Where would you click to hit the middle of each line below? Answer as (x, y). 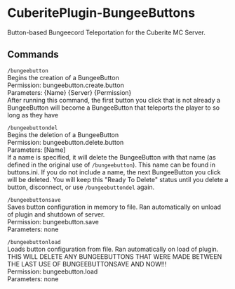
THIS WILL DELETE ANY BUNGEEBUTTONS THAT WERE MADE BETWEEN (115, 256)
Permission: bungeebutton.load (53, 271)
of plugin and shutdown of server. (56, 214)
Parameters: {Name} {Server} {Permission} (69, 92)
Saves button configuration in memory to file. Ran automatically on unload (114, 207)
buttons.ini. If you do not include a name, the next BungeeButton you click (114, 172)
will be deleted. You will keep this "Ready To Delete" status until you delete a (118, 179)
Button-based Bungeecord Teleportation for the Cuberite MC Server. (106, 32)
